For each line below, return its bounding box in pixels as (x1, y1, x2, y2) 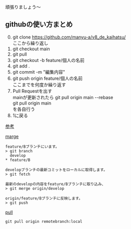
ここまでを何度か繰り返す (12, 81, 66, 87)
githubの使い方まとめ (5, 20, 73, 29)
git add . (12, 62, 30, 69)
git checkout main (12, 46, 51, 52)
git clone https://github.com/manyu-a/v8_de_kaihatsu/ (12, 34, 126, 40)
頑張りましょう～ (5, 4, 41, 10)
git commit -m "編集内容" (12, 69, 65, 75)
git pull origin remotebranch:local (5, 219, 82, 224)
